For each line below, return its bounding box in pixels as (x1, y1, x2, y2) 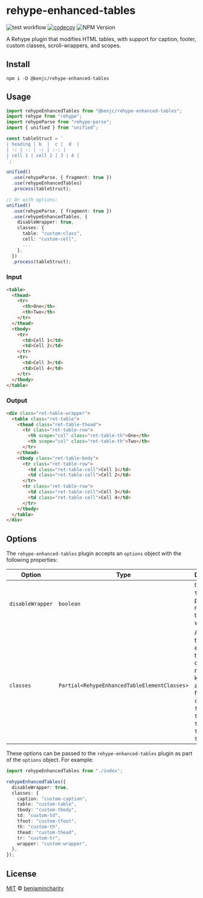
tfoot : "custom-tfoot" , (17, 818, 77, 824)
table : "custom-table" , (17, 801, 77, 807)
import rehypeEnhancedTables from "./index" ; (6, 768, 123, 774)
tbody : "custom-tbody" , (17, 807, 77, 813)
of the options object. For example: (6, 756, 94, 764)
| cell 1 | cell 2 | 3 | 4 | (6, 152, 80, 158)
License (6, 868, 37, 879)
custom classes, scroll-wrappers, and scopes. (6, 42, 121, 49)
